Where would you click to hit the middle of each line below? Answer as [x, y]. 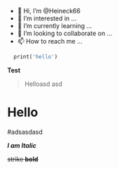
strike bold [23, 159]
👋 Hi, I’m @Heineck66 [49, 11]
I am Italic [22, 145]
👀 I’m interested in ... [47, 18]
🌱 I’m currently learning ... [55, 26]
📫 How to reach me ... [50, 41]
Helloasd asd [43, 84]
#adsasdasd [25, 132]
